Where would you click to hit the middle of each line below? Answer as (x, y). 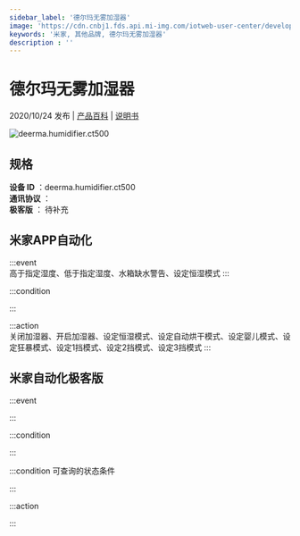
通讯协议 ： (30, 198)
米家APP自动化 (50, 241)
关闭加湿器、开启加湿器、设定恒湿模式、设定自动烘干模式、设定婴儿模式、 (146, 336)
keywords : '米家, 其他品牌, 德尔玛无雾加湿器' (88, 34)
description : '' (42, 42)
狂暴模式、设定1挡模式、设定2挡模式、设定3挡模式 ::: (114, 347)
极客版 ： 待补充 (39, 209)
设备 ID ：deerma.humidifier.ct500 (72, 187)
